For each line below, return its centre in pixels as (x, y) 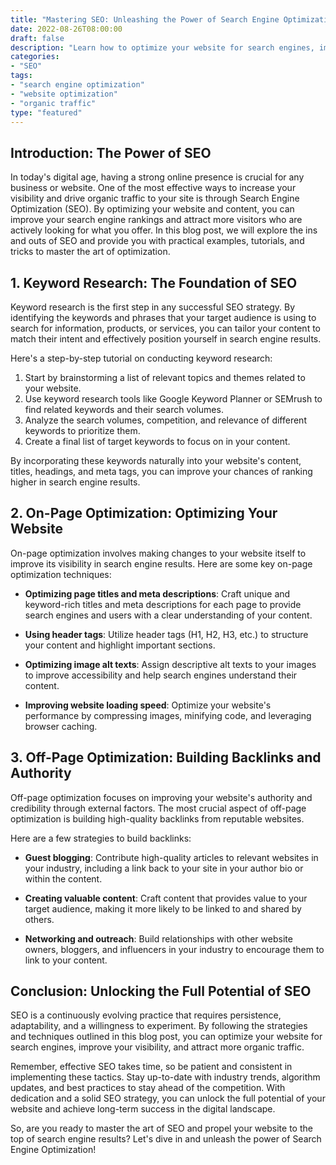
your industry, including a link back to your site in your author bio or (164, 868)
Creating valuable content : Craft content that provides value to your (166, 898)
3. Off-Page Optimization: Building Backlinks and (166, 757)
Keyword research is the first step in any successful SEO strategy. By (152, 307)
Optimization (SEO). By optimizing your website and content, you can (152, 209)
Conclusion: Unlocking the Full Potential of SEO (161, 991)
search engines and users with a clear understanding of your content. (168, 615)
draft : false (37, 38)
